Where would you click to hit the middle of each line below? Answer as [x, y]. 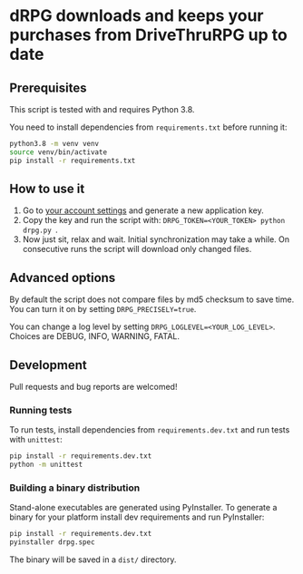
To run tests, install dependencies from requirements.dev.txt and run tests [150, 430]
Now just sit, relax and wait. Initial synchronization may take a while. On [156, 239]
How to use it [47, 189]
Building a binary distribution [75, 488]
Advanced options [63, 277]
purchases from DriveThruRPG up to [148, 35]
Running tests [41, 410]
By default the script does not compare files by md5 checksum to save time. [152, 299]
